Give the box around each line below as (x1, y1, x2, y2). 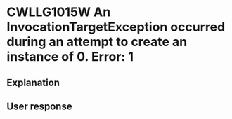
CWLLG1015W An (6, 4, 111, 20)
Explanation (6, 76, 60, 88)
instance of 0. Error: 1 (6, 49, 134, 65)
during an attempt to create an (6, 34, 188, 50)
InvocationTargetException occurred (6, 19, 226, 35)
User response (6, 100, 72, 112)
